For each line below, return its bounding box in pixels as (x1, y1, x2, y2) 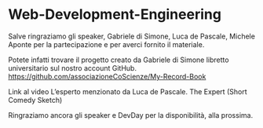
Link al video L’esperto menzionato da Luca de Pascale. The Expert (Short (8, 86, 247, 96)
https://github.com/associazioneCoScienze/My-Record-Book (8, 71, 206, 81)
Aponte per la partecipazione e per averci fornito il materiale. (8, 39, 205, 49)
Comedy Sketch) (8, 95, 63, 104)
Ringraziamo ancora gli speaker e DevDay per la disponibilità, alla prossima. (8, 110, 254, 119)
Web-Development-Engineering (8, 5, 222, 24)
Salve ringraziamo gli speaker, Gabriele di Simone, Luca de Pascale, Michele (8, 31, 255, 41)
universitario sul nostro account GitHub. (8, 63, 137, 72)
